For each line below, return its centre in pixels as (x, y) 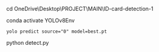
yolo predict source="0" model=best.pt (57, 31)
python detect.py (28, 43)
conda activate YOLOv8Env (40, 20)
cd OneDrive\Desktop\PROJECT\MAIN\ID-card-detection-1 (80, 9)
